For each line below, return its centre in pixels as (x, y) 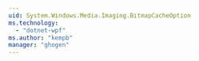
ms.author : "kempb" (41, 38)
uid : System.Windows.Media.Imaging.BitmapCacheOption (100, 15)
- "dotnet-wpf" (41, 30)
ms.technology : (34, 23)
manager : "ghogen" (39, 45)
